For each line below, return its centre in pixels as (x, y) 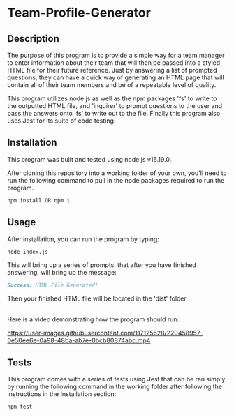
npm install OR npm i (39, 200)
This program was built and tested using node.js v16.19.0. (89, 159)
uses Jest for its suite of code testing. (61, 121)
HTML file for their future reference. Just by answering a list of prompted (112, 70)
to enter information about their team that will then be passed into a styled (114, 63)
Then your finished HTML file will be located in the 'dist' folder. (98, 298)
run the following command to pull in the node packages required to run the (116, 180)
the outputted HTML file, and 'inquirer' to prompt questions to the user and (115, 106)
